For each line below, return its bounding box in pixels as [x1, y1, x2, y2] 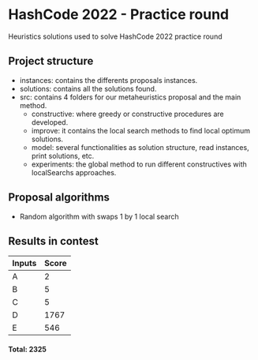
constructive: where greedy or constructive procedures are [31, 109, 224, 118]
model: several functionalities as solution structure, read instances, [31, 142, 250, 152]
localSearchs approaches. [31, 167, 117, 177]
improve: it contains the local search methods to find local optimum [31, 126, 251, 135]
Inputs [12, 258, 37, 269]
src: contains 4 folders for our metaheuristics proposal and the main [19, 92, 241, 102]
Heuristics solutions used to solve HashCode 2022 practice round [8, 32, 222, 41]
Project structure [8, 54, 94, 68]
